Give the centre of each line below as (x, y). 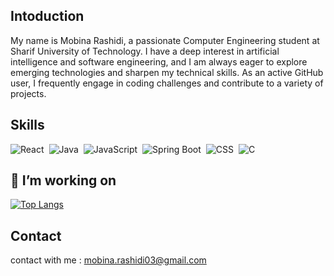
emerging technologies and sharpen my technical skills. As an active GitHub (167, 72)
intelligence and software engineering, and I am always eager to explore (159, 61)
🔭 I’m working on (63, 180)
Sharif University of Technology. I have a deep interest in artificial (145, 51)
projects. (28, 93)
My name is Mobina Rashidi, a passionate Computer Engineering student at (165, 40)
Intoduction (47, 16)
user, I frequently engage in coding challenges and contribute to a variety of (167, 83)
